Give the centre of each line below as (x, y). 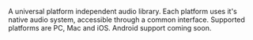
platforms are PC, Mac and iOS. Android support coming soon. (110, 28)
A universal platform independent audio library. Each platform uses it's (123, 11)
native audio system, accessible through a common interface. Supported (126, 20)
